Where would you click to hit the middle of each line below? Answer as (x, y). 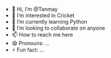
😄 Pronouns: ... (31, 43)
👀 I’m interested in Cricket (43, 15)
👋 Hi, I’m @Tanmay (35, 9)
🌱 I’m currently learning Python (49, 22)
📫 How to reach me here (42, 35)
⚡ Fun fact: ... (28, 50)
